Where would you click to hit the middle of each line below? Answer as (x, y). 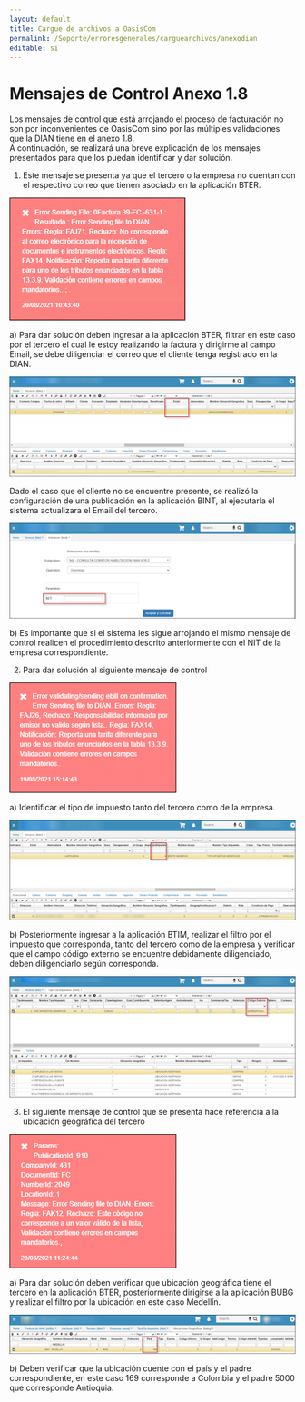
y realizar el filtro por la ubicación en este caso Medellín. (115, 1302)
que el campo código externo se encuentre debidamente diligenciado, (141, 954)
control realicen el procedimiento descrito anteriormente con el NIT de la (145, 643)
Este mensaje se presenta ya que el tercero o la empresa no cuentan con (159, 175)
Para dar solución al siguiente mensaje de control (115, 670)
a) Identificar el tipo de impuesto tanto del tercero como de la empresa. (143, 808)
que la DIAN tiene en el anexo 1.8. (72, 139)
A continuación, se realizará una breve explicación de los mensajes (135, 148)
